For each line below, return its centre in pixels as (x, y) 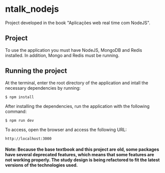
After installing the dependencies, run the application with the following (77, 106)
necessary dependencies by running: (43, 88)
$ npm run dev (20, 120)
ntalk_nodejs (32, 9)
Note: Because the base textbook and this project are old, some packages (82, 149)
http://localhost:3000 (28, 138)
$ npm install (20, 97)
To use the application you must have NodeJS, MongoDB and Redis (74, 50)
